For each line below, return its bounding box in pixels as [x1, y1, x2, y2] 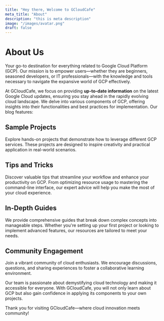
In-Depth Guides [5, 204, 57, 212]
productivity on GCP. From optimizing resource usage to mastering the [5, 179, 148, 185]
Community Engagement [5, 247, 83, 255]
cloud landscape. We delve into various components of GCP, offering [5, 99, 145, 105]
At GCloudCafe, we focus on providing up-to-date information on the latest [5, 88, 159, 94]
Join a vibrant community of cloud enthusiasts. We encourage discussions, [5, 260, 157, 266]
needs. [5, 233, 19, 238]
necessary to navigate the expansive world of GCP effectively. [5, 79, 131, 85]
